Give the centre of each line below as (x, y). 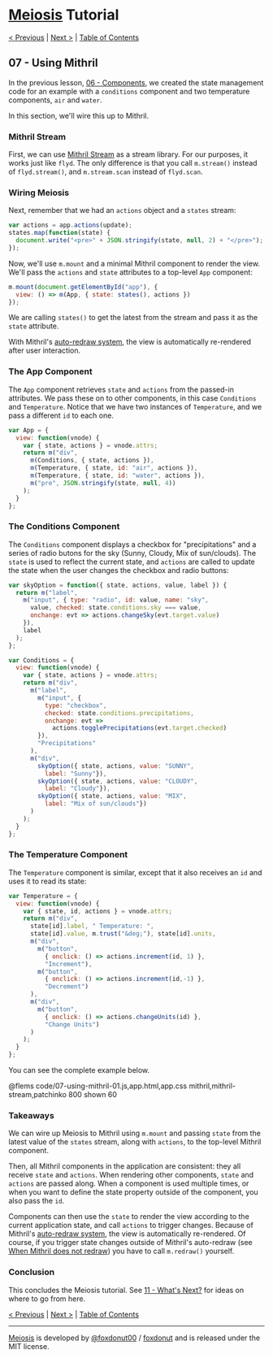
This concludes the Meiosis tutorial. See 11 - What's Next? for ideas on (126, 1290)
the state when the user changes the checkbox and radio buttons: (119, 570)
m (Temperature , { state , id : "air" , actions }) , (114, 468)
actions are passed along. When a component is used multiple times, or (129, 1183)
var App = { (28, 430)
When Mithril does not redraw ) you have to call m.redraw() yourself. (121, 1251)
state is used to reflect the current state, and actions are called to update (132, 562)
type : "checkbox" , (76, 705)
